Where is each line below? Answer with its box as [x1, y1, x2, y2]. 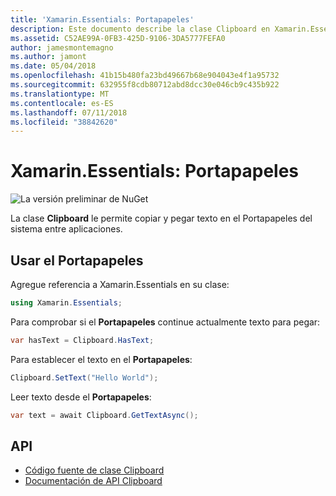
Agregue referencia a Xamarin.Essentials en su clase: [10, 279, 230, 290]
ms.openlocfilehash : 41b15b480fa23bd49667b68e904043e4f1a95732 [10, 71, 280, 81]
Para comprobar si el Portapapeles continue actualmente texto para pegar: [10, 316, 321, 328]
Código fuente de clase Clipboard [24, 464, 165, 476]
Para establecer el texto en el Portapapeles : [10, 353, 193, 365]
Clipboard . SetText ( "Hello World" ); [10, 372, 159, 383]
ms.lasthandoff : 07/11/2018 [10, 107, 128, 118]
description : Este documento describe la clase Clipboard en [10, 24, 271, 34]
